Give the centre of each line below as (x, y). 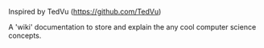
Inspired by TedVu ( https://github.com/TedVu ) (85, 12)
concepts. (25, 36)
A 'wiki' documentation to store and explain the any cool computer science (132, 27)
